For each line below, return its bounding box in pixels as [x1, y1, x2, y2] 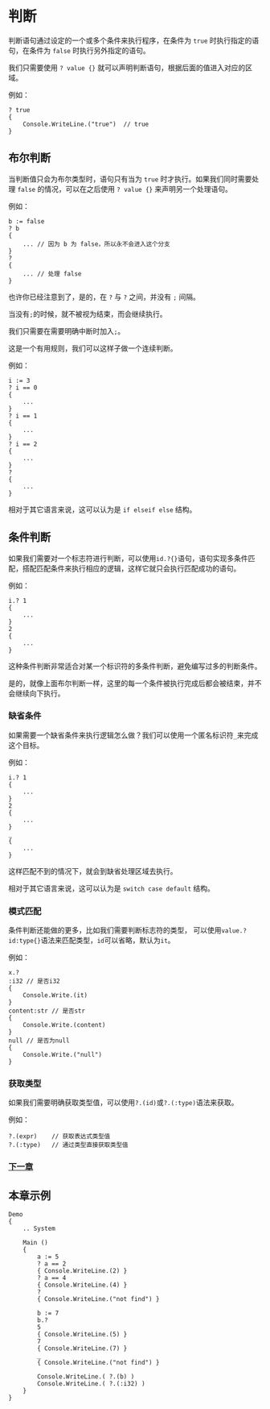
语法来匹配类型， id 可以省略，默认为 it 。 [40, 936, 175, 946]
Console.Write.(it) [22, 991, 88, 1000]
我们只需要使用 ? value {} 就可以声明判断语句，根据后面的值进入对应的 [8, 62, 246, 73]
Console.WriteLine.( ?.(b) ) [37, 1373, 135, 1381]
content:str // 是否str [8, 1007, 86, 1016]
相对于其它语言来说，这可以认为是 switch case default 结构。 [8, 883, 215, 893]
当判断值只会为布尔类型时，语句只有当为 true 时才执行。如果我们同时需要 [8, 174, 252, 184]
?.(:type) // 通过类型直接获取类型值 [8, 1141, 129, 1149]
